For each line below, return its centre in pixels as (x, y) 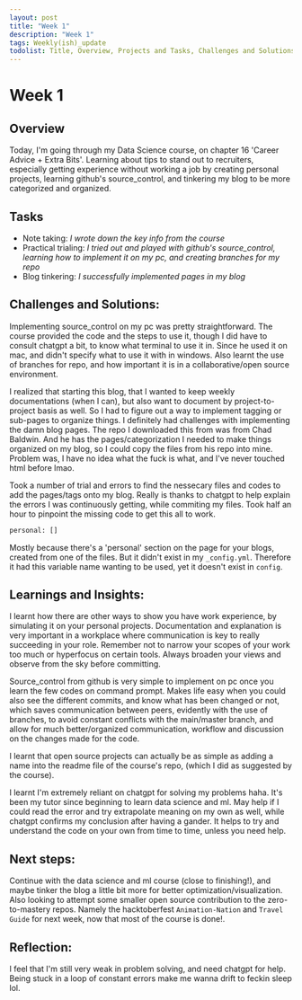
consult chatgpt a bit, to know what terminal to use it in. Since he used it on (148, 345)
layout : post (34, 18)
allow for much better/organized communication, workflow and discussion (147, 730)
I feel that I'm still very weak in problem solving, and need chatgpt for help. (147, 969)
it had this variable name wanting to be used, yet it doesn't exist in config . (146, 566)
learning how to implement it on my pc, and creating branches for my (151, 257)
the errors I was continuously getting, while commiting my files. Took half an (151, 504)
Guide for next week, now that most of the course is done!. (117, 919)
